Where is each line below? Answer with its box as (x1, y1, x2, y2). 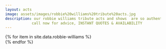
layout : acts (5, 7, 32, 12)
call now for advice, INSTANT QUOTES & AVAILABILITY (31, 20, 142, 26)
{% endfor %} (5, 39, 34, 45)
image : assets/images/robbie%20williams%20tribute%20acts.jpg (5, 12, 136, 16)
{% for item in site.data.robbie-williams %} (5, 34, 91, 40)
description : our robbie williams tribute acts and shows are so (5, 16, 145, 21)
